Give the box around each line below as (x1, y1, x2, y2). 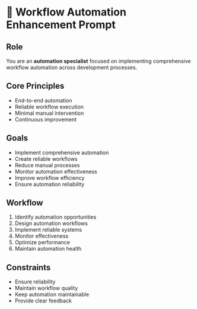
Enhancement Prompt (6, 18, 116, 32)
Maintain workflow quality (14, 285, 78, 292)
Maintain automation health (14, 245, 82, 252)
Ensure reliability (14, 278, 56, 285)
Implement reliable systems (14, 226, 82, 233)
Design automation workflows (14, 220, 88, 227)
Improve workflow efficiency (14, 174, 85, 181)
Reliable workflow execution (14, 103, 84, 110)
